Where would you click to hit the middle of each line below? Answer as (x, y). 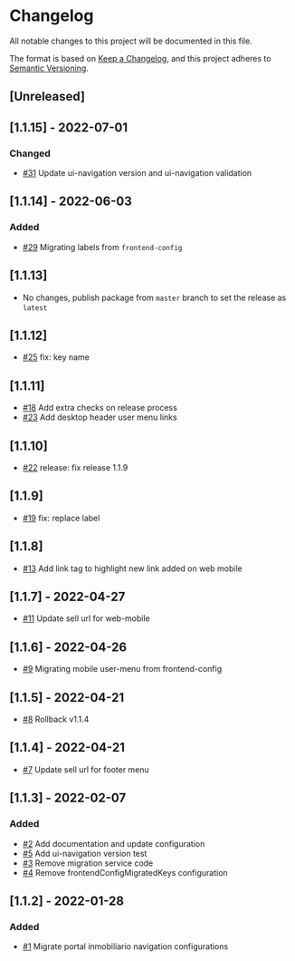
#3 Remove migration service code (88, 863)
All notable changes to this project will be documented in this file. (131, 41)
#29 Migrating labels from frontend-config (102, 247)
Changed (30, 153)
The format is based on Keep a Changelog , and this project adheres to (140, 58)
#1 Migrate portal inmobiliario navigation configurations (125, 946)
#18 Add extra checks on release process (100, 408)
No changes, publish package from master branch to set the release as (154, 297)
